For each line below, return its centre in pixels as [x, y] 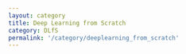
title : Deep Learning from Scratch [67, 23]
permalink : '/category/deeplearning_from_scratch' [94, 38]
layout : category [37, 15]
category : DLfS [33, 30]
